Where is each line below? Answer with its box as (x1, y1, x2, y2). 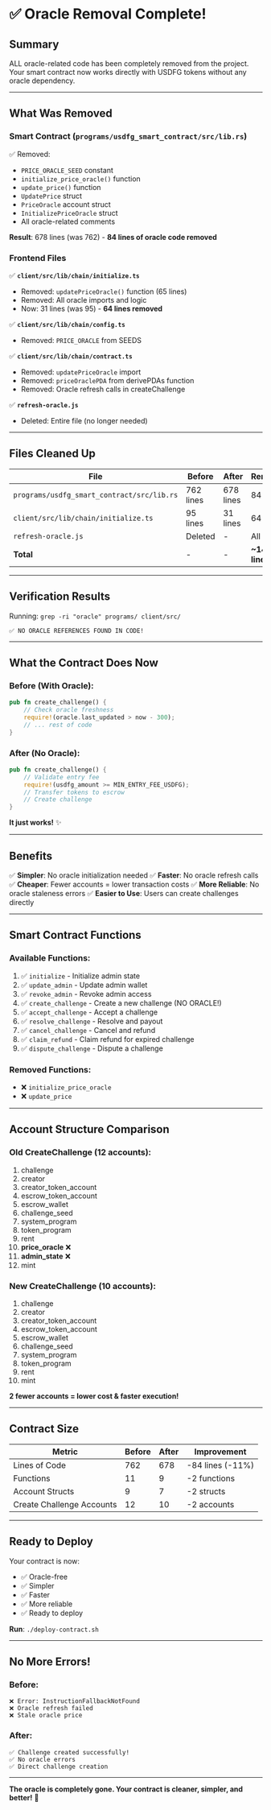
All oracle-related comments (20, 217, 116, 226)
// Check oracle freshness (23, 706, 114, 714)
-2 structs (186, 1486, 226, 1497)
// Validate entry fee (23, 773, 100, 781)
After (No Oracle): (9, 747, 80, 758)
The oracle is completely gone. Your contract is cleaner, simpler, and (9, 1784, 244, 1794)
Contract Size (9, 1422, 80, 1436)
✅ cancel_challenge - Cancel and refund (20, 1025, 156, 1035)
